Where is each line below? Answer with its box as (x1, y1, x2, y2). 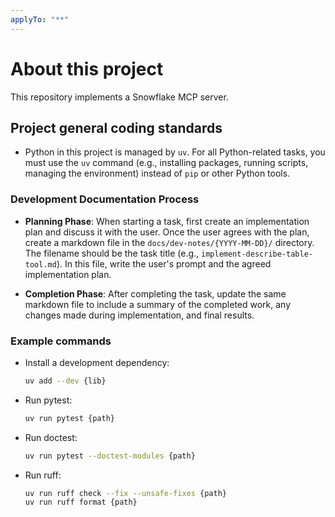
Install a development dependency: (24, 356, 170, 368)
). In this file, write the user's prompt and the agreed (56, 257, 272, 270)
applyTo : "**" (10, 14, 70, 25)
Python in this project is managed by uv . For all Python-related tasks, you (24, 146, 326, 158)
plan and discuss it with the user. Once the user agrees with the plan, (24, 226, 310, 238)
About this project (10, 57, 164, 80)
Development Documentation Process (10, 192, 200, 206)
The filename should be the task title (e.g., (24, 247, 200, 259)
